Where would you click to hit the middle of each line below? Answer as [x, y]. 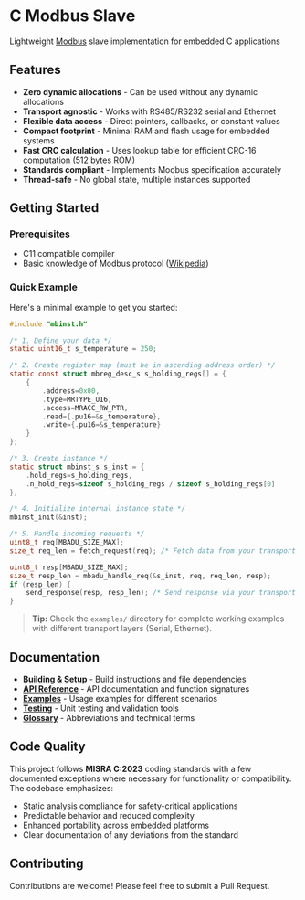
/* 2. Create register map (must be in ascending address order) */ [142, 365]
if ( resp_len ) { [40, 584]
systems [38, 140]
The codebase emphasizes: [62, 788]
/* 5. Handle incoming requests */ [77, 534]
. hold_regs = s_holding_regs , [79, 475]
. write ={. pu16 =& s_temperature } [102, 425]
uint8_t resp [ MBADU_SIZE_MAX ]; [69, 567]
